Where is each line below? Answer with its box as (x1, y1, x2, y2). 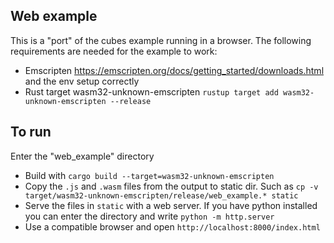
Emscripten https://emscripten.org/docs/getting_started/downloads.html (24, 64, 325, 76)
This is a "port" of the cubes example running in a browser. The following (10, 34, 312, 46)
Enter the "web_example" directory (10, 150, 155, 162)
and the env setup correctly (24, 75, 140, 87)
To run (10, 124, 52, 141)
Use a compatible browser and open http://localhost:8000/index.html (24, 220, 321, 233)
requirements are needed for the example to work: (10, 45, 218, 57)
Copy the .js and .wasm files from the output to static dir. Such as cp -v (24, 180, 319, 192)
